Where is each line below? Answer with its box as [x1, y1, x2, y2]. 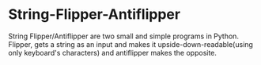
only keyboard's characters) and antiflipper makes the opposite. [8, 48, 217, 57]
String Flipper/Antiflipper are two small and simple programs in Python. [8, 31, 240, 41]
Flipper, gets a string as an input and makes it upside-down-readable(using [8, 39, 253, 49]
